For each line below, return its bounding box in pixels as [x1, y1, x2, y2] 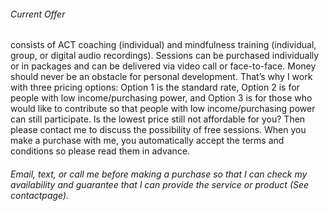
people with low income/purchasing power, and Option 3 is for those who [10, 92, 313, 104]
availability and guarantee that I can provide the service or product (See [10, 178, 310, 190]
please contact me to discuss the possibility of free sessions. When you [10, 124, 307, 136]
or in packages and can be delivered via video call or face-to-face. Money [10, 60, 317, 72]
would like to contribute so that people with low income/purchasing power [10, 103, 316, 115]
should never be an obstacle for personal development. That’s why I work [10, 71, 313, 83]
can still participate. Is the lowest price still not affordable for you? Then [10, 113, 306, 125]
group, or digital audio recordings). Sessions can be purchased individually [10, 50, 320, 62]
